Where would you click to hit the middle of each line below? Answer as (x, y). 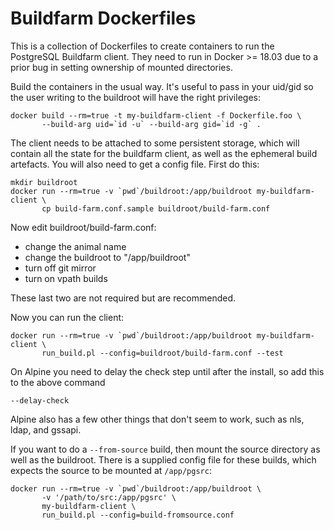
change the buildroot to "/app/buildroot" (107, 257)
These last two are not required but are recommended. (123, 298)
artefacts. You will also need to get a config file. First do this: (135, 164)
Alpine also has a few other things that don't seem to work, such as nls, (157, 419)
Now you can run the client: (67, 317)
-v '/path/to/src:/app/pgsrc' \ (109, 497)
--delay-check (40, 400)
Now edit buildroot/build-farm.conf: (83, 227)
